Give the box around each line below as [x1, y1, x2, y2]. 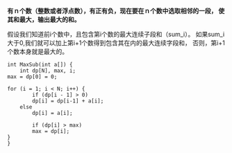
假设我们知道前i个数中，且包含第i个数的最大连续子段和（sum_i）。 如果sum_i [7, 30, 225, 38]
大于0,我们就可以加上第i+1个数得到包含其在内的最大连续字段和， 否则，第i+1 [7, 39, 226, 47]
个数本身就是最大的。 [7, 48, 68, 55]
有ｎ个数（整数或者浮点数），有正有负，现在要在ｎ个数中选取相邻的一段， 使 [7, 7, 225, 15]
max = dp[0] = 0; [7, 73, 58, 80]
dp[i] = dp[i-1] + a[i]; [32, 98, 104, 105]
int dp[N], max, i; [19, 67, 76, 74]
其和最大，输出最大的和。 [7, 15, 81, 24]
